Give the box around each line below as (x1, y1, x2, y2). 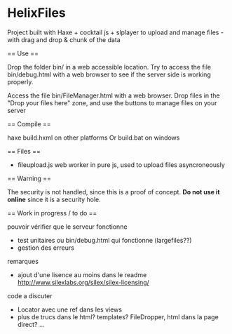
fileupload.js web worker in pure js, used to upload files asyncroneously (17, 160, 226, 169)
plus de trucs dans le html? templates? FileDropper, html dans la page (17, 312, 219, 321)
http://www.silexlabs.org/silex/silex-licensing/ (17, 278, 149, 286)
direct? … (17, 320, 45, 328)
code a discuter (7, 291, 53, 300)
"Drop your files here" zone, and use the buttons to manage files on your (7, 98, 217, 107)
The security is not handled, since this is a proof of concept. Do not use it (7, 187, 220, 196)
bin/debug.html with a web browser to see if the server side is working (7, 70, 212, 79)
